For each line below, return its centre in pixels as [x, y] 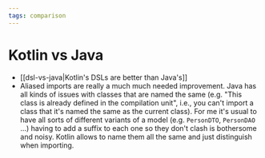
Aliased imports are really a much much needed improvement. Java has [138, 85]
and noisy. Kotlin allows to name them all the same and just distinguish [136, 136]
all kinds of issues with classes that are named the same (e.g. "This [131, 94]
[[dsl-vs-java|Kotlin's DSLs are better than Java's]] [104, 77]
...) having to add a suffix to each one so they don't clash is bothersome [139, 128]
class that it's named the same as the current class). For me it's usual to [139, 111]
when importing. [47, 145]
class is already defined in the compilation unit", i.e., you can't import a [137, 103]
